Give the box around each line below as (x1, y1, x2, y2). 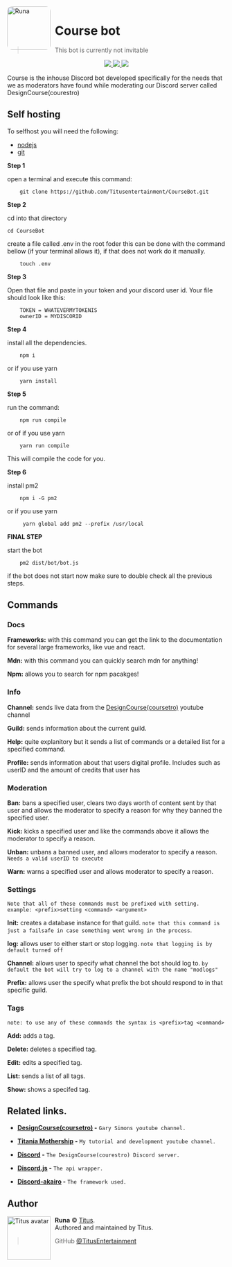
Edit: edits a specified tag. (7, 1058, 82, 1066)
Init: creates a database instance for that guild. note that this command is (7, 919, 220, 927)
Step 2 (7, 200, 26, 208)
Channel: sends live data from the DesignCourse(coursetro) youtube (7, 703, 204, 711)
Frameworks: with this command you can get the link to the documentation (7, 636, 223, 644)
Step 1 (7, 161, 26, 169)
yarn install (19, 377, 57, 384)
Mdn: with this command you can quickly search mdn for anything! (7, 656, 199, 665)
